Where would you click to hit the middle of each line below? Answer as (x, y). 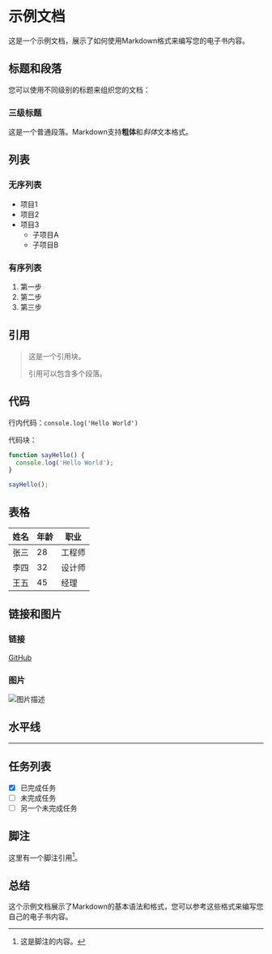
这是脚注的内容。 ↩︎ (53, 942)
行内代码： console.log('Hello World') (74, 422)
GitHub (20, 657)
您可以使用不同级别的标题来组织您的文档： (79, 89)
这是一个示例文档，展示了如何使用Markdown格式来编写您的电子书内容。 (129, 41)
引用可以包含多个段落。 (67, 373)
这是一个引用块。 (57, 356)
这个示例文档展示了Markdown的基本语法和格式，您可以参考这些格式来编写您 (136, 907)
